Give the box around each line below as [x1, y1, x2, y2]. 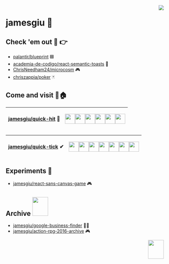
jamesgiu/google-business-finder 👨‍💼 [13, 222, 90, 228]
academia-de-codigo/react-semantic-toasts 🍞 [13, 61, 109, 67]
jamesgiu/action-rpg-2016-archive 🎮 [13, 228, 90, 234]
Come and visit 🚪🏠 [6, 91, 67, 100]
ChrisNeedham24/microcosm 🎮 [13, 67, 81, 72]
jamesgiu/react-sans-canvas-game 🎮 [13, 180, 92, 186]
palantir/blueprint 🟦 [13, 54, 55, 60]
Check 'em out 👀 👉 [6, 38, 68, 46]
